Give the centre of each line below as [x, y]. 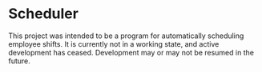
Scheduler [43, 14]
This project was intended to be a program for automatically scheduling [126, 36]
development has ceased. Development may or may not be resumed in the [131, 52]
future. [19, 61]
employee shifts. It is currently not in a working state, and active [114, 44]
